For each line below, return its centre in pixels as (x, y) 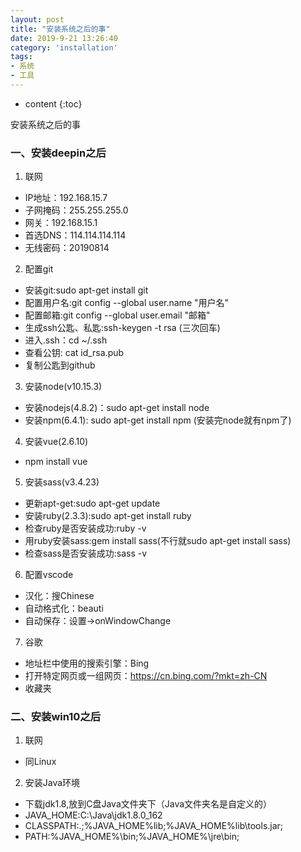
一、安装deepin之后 (58, 153)
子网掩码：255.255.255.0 (76, 210)
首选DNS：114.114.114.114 (75, 235)
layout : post (37, 19)
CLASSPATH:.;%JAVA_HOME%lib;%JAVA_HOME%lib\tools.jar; (154, 826)
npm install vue (56, 462)
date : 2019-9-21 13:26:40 (64, 38)
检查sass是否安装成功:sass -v (86, 553)
